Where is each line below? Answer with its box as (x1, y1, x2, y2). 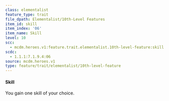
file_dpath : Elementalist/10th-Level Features (5, 17, 105, 22)
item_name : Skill (5, 31, 42, 36)
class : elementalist (5, 7, 49, 13)
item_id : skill (5, 21, 37, 27)
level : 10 (5, 36, 26, 41)
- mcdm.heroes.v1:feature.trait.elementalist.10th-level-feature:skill (10, 45, 164, 50)
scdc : (5, 49, 17, 54)
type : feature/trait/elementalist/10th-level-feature (5, 63, 121, 68)
